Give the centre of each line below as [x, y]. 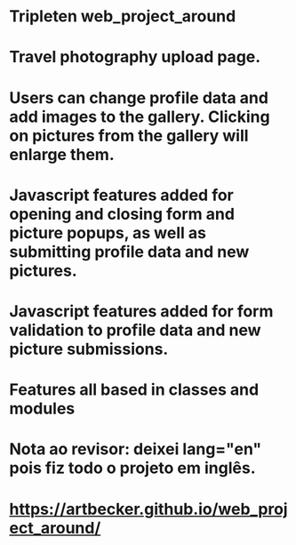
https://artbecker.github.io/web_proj [148, 509]
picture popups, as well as [108, 232]
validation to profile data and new [135, 330]
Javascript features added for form [141, 311]
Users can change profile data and [139, 97]
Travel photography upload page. [135, 57]
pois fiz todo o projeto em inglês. [132, 468]
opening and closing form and [122, 214]
